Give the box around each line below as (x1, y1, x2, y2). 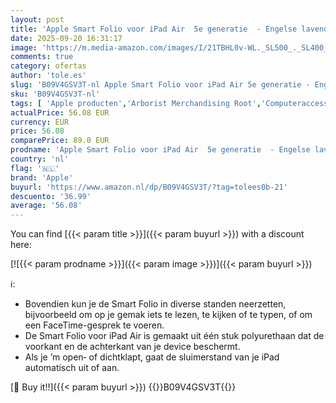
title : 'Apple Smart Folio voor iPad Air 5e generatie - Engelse (10, 24, 298, 34)
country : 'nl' (10, 154, 70, 164)
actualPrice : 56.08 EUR (10, 107, 110, 118)
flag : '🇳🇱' (10, 163, 60, 173)
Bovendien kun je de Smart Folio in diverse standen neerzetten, (24, 298, 287, 310)
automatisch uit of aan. (24, 362, 120, 374)
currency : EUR (10, 117, 70, 127)
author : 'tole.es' (10, 71, 87, 81)
